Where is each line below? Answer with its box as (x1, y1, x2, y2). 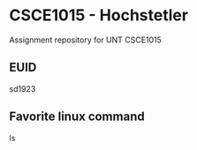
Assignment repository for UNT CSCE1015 (9, 34, 162, 45)
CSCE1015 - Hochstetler (9, 5, 188, 26)
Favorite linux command (9, 109, 145, 124)
